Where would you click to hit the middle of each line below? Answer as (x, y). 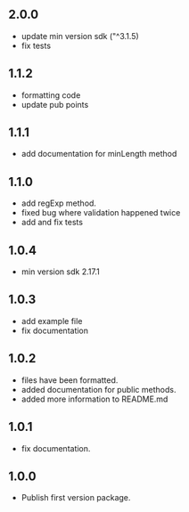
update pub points (55, 104)
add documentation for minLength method (99, 154)
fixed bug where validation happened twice (101, 213)
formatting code (51, 95)
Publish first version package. (76, 498)
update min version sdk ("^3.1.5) (80, 36)
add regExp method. (59, 203)
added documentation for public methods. (99, 389)
